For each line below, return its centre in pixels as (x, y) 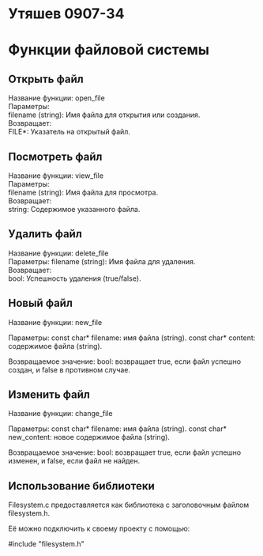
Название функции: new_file (55, 322)
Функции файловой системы (109, 50)
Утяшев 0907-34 (66, 14)
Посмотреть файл (55, 156)
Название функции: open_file (56, 98)
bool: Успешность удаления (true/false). (75, 278)
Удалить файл (45, 234)
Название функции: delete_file (58, 253)
